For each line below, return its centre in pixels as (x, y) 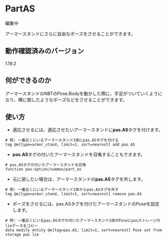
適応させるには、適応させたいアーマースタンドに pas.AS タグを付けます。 (87, 130)
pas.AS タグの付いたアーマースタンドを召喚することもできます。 (79, 154)
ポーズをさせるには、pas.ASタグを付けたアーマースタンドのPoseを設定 (86, 204)
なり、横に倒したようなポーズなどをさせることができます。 (66, 99)
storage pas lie (22, 235)
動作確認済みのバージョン (44, 51)
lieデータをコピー (22, 226)
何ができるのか (28, 80)
